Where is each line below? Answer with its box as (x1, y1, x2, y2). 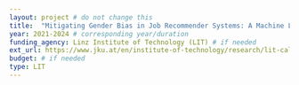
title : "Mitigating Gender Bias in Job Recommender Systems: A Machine (9, 21, 285, 30)
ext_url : (9, 46, 42, 55)
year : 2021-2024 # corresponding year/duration (9, 29, 190, 38)
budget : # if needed (9, 54, 86, 63)
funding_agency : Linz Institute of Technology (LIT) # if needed (9, 37, 256, 47)
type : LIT (9, 63, 46, 72)
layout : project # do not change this (9, 12, 153, 22)
